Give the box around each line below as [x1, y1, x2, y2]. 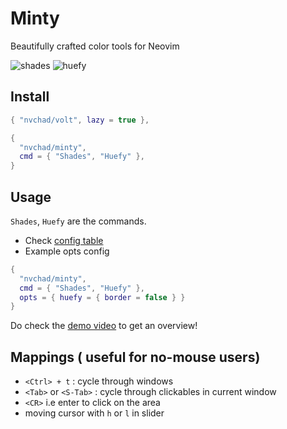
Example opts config [24, 245, 110, 257]
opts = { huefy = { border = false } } [19, 292, 186, 302]
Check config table [24, 234, 104, 246]
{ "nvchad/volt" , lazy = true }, [10, 115, 150, 125]
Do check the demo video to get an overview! [10, 320, 198, 332]
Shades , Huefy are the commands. [10, 215, 147, 227]
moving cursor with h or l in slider [24, 407, 165, 419]
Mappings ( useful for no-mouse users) [10, 348, 261, 366]
